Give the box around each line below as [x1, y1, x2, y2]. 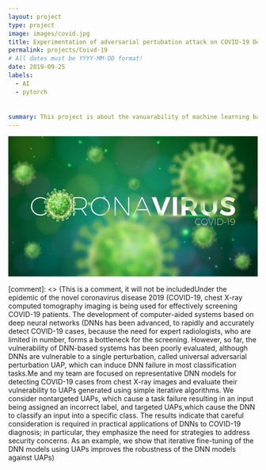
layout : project [8, 13, 62, 21]
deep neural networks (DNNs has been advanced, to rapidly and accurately [8, 318, 255, 328]
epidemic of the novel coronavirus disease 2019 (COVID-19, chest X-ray [8, 293, 243, 303]
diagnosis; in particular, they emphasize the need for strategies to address [8, 428, 251, 438]
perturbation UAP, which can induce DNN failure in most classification [8, 361, 237, 370]
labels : [8, 71, 34, 79]
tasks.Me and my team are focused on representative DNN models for [8, 369, 237, 378]
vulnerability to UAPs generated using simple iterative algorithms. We [8, 385, 234, 395]
